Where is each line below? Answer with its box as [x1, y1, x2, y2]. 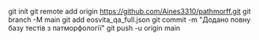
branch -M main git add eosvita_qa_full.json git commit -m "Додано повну [8, 15, 251, 24]
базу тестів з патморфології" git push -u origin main [8, 24, 181, 32]
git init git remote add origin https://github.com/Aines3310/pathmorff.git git [8, 7, 251, 16]
